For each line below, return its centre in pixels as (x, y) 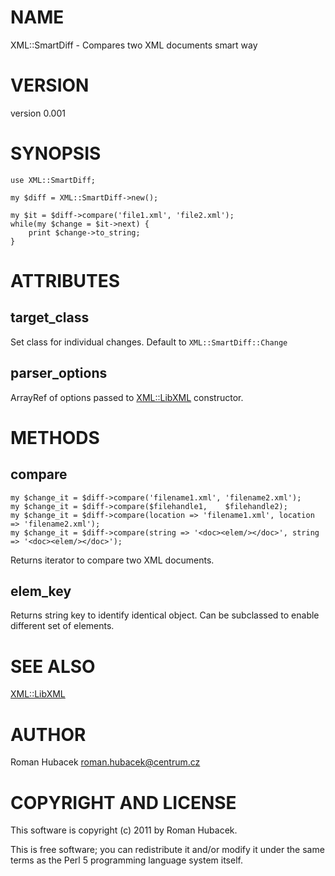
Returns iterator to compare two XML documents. (112, 560)
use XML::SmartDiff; (53, 180)
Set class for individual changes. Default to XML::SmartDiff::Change (149, 342)
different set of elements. (62, 626)
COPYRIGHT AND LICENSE (123, 802)
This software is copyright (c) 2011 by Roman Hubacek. (124, 830)
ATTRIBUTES (65, 281)
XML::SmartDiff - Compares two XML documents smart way (134, 45)
